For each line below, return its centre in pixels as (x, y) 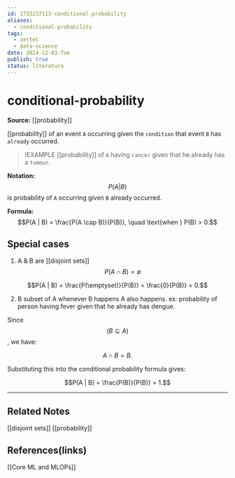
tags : (15, 33)
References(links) (47, 450)
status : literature (36, 66)
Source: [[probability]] (40, 120)
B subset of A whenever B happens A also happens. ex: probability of (117, 299)
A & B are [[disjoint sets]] (53, 261)
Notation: (21, 175)
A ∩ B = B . (117, 355)
